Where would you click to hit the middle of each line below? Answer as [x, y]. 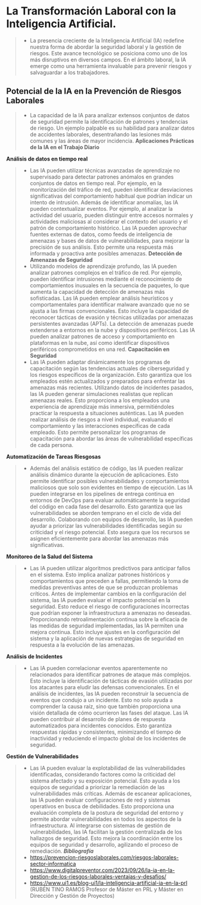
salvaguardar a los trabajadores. [70, 72]
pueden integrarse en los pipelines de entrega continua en [102, 493]
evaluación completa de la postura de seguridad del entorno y [107, 812]
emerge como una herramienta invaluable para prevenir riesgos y [111, 66]
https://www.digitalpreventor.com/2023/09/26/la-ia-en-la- [102, 870]
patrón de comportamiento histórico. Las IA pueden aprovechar [108, 228]
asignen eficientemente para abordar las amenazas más [99, 538]
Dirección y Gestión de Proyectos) [72, 895]
